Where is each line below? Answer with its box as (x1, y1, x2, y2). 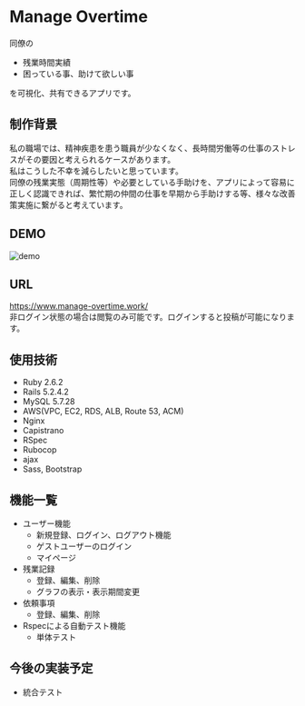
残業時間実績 (22, 56, 71, 67)
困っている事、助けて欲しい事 (22, 68, 134, 79)
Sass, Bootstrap (22, 463, 83, 474)
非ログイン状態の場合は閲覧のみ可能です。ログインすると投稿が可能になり (9, 312, 288, 323)
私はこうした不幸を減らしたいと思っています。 (9, 165, 183, 176)
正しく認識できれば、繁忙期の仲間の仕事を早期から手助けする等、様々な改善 (9, 188, 296, 199)
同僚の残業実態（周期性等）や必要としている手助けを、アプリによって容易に (9, 176, 295, 187)
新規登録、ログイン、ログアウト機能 (35, 530, 172, 540)
